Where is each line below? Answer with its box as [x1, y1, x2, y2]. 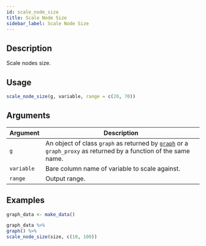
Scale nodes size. [6, 60, 51, 67]
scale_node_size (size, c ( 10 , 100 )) [6, 234, 97, 240]
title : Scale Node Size [6, 15, 67, 21]
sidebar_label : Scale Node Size [6, 20, 89, 26]
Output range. [45, 174, 86, 183]
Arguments [6, 110, 51, 121]
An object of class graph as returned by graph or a [45, 139, 188, 147]
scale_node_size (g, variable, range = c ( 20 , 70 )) [6, 93, 136, 99]
